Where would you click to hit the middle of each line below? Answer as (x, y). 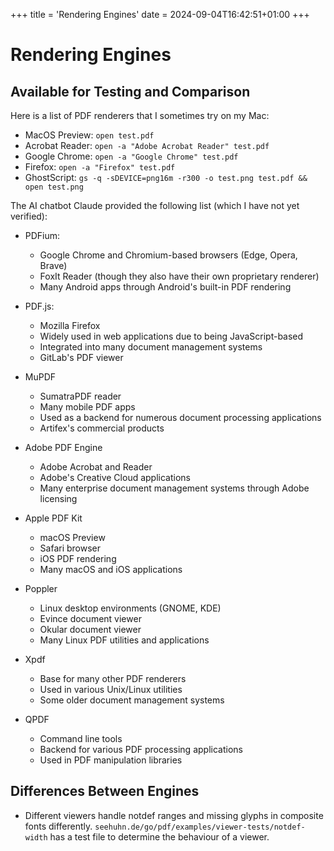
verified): (29, 216)
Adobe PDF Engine (63, 447)
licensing (58, 498)
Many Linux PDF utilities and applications (124, 640)
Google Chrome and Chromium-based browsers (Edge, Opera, (168, 255)
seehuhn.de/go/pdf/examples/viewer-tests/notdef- (200, 827)
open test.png (54, 187)
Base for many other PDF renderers (113, 678)
